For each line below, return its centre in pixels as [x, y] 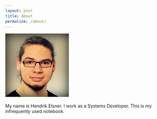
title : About [19, 16]
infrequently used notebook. [35, 111]
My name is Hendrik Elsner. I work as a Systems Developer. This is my [78, 106]
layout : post [19, 11]
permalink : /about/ [26, 21]
